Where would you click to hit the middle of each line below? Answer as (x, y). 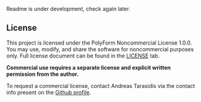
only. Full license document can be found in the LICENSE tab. (83, 56)
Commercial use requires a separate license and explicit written (89, 67)
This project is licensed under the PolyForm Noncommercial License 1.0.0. (99, 43)
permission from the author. (43, 74)
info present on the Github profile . (49, 92)
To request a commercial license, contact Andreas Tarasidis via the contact (101, 86)
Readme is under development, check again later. (69, 9)
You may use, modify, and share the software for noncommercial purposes (100, 49)
